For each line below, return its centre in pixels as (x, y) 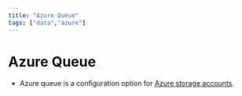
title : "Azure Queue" (44, 15)
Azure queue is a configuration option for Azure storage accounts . (126, 83)
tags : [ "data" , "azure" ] (47, 23)
